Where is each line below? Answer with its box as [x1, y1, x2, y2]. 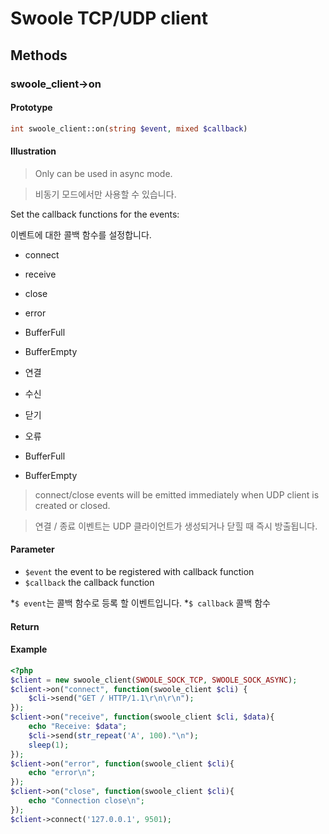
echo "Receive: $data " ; [28, 722, 128, 732]
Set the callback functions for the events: [10, 208, 180, 220]
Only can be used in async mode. [34, 167, 173, 179]
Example [10, 643, 48, 656]
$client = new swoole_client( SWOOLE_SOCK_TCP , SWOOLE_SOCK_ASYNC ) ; [10, 675, 298, 685]
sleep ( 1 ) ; [28, 740, 70, 750]
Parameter [10, 543, 55, 556]
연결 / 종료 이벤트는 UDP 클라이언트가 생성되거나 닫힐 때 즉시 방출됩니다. [34, 520, 318, 532]
